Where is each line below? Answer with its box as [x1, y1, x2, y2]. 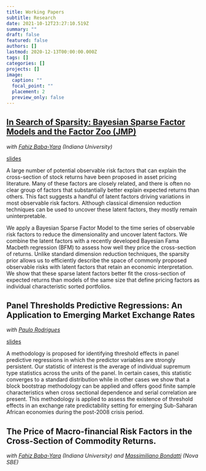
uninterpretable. [6, 212, 47, 219]
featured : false [6, 37, 48, 43]
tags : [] [6, 55, 29, 61]
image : [6, 72, 23, 78]
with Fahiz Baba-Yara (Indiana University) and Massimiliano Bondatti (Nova [6, 452, 199, 459]
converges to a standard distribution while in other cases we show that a [6, 376, 190, 383]
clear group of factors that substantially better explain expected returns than [6, 186, 199, 194]
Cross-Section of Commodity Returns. [6, 435, 156, 446]
